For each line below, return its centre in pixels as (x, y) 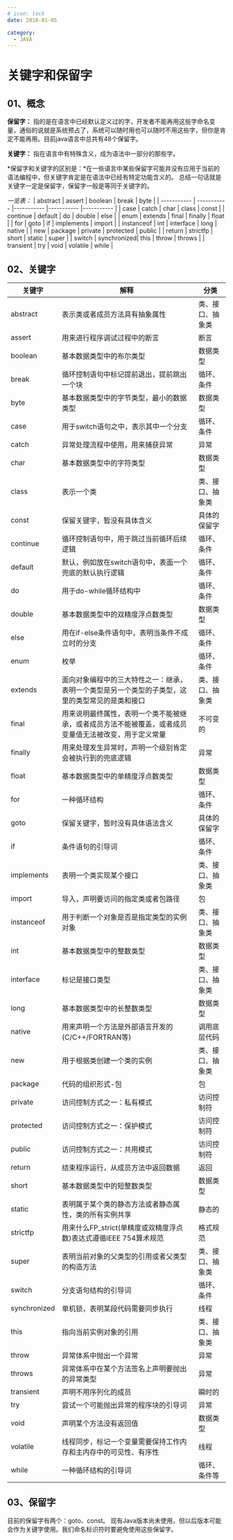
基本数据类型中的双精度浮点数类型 (117, 614)
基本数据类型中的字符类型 (103, 463)
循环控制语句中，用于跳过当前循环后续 (124, 539)
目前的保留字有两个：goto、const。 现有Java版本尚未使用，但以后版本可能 (114, 1521)
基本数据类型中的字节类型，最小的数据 (124, 398)
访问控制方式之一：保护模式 (107, 1126)
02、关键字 (32, 269)
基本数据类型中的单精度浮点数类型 (117, 777)
